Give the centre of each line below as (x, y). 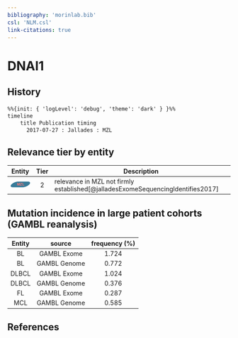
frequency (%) (113, 243)
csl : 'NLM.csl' (30, 22)
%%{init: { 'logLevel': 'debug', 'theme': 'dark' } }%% (91, 109)
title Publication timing (58, 123)
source (61, 243)
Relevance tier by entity (61, 152)
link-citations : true (39, 30)
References (33, 327)
